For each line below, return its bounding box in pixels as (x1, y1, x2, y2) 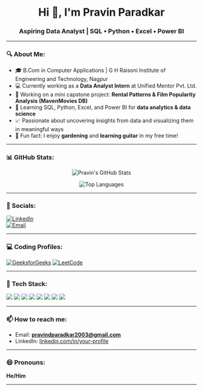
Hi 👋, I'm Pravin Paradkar (38, 5, 165, 19)
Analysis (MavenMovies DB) (14, 97, 88, 105)
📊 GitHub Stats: (6, 153, 54, 161)
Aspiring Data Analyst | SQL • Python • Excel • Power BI (19, 27, 184, 36)
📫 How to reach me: (6, 315, 68, 323)
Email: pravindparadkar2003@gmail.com (14, 331, 121, 338)
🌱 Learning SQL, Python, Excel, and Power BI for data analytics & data (14, 103, 192, 111)
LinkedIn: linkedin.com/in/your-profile (14, 338, 109, 345)
